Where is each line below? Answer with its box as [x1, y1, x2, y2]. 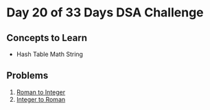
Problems [6, 70, 49, 81]
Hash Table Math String [16, 50, 84, 58]
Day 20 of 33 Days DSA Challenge [6, 5, 204, 20]
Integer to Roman [16, 95, 66, 103]
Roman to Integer [16, 87, 66, 96]
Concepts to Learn [6, 32, 87, 44]
